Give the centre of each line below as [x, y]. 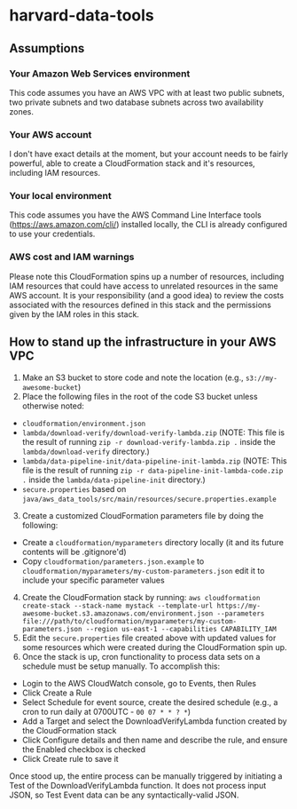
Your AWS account [51, 134]
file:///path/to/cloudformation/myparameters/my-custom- [129, 621]
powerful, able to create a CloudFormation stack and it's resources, [132, 163]
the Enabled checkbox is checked [84, 749]
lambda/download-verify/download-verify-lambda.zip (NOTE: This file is [153, 432]
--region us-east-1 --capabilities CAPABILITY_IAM [181, 629]
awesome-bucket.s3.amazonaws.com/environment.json [117, 614]
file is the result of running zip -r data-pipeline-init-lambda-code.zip [152, 470]
